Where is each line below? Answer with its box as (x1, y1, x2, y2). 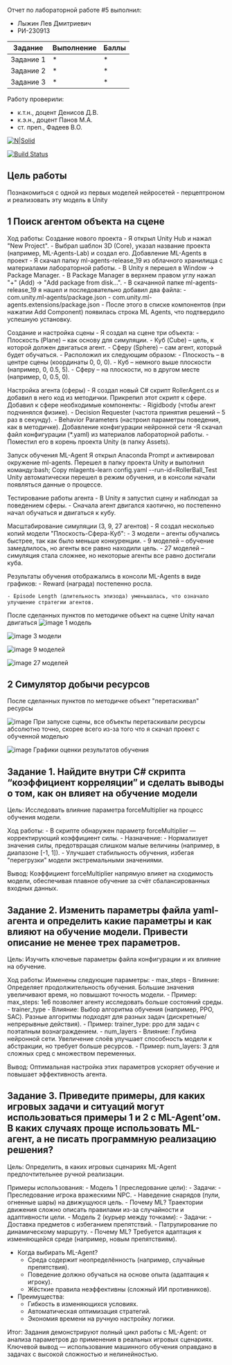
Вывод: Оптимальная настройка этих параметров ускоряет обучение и (7, 1063, 220, 1072)
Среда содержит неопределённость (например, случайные (27, 1256, 206, 1264)
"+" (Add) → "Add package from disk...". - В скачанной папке (7, 278, 185, 287)
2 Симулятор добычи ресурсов (7, 678, 150, 691)
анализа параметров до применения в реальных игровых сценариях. (7, 1335, 214, 1344)
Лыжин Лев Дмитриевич (17, 19, 91, 27)
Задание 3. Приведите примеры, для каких (7, 1090, 206, 1102)
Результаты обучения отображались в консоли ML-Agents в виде (7, 572, 201, 580)
